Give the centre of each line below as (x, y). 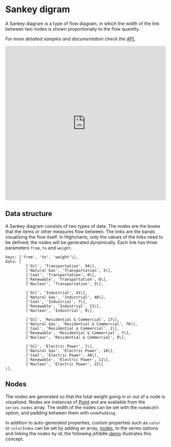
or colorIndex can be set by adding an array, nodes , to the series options (82, 428)
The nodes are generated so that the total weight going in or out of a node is (85, 397)
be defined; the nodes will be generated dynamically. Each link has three (81, 242)
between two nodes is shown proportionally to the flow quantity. (73, 29)
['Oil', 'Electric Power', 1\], (60, 346)
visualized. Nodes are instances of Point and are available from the (75, 402)
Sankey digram (38, 9)
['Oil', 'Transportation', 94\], (61, 266)
